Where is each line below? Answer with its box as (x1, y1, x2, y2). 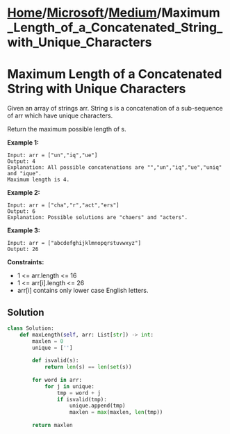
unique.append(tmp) (69, 402, 126, 410)
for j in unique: (44, 383, 95, 390)
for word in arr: (32, 376, 82, 383)
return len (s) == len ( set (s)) (44, 364, 132, 371)
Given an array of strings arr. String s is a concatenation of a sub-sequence (7, 104, 224, 113)
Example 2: (7, 188, 40, 197)
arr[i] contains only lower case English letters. (17, 287, 149, 295)
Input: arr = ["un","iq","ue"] (7, 152, 98, 159)
